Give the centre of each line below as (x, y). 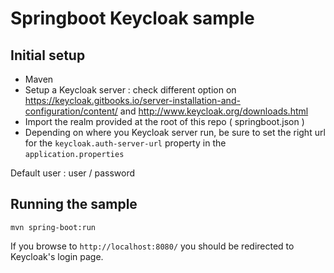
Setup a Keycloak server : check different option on (130, 90)
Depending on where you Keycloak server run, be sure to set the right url (175, 132)
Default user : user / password (73, 173)
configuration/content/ (71, 111)
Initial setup (48, 55)
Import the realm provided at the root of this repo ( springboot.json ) (164, 121)
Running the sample (74, 204)
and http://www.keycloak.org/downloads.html (214, 111)
